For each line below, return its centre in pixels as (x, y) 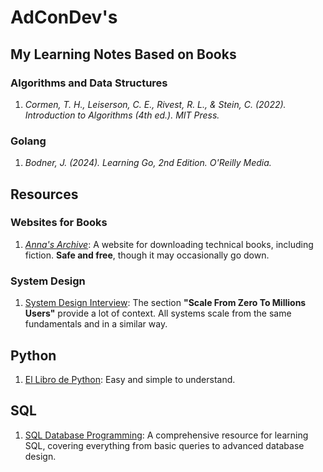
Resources (44, 194)
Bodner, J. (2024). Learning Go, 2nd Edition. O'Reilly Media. (148, 163)
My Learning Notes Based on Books (123, 54)
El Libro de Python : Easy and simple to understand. (130, 379)
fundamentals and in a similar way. (96, 324)
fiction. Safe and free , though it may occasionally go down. (147, 255)
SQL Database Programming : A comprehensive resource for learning (166, 435)
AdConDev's (64, 17)
